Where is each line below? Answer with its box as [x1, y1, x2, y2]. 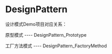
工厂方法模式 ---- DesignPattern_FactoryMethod [5, 42, 107, 49]
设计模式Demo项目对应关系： [5, 21, 67, 27]
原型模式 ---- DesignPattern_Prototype [5, 32, 87, 38]
